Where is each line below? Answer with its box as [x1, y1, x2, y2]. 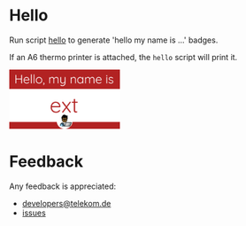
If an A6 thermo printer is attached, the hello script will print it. [9, 51, 238, 62]
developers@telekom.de [21, 198, 111, 208]
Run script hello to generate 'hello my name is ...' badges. [9, 35, 219, 45]
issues [21, 207, 46, 218]
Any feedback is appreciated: [9, 181, 117, 191]
